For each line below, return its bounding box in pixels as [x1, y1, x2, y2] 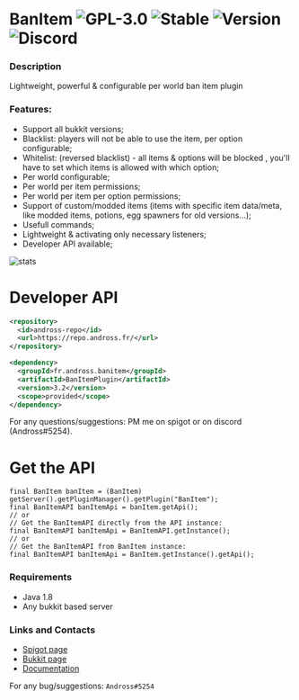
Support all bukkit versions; [22, 123, 124, 134]
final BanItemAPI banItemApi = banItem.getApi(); [9, 503, 199, 512]
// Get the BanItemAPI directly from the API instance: [9, 518, 223, 528]
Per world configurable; [22, 171, 110, 182]
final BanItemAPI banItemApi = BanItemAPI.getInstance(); [9, 526, 231, 535]
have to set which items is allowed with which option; [22, 162, 220, 173]
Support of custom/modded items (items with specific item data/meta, [22, 200, 283, 211]
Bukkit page [22, 653, 67, 664]
